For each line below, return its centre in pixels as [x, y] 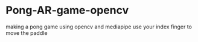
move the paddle [27, 33]
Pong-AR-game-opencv [67, 10]
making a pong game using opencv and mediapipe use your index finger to [99, 27]
